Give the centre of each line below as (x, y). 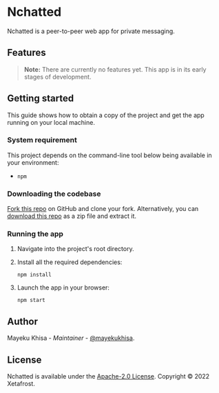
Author (22, 321)
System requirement (42, 140)
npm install (34, 275)
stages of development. (58, 77)
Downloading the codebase (54, 194)
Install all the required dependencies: (70, 262)
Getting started (41, 98)
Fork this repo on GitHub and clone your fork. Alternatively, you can (103, 209)
